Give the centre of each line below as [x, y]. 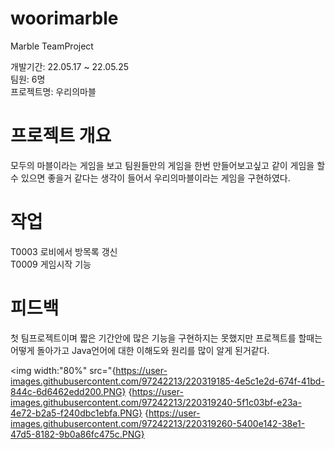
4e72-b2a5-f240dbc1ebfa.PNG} [76, 413]
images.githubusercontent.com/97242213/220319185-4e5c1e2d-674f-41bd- [167, 381]
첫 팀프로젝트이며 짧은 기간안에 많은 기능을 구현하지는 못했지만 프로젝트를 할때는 [166, 338]
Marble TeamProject [52, 46]
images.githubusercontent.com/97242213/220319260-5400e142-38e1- [158, 423]
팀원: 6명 [28, 79]
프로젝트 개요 [61, 136]
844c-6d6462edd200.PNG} [68, 391]
